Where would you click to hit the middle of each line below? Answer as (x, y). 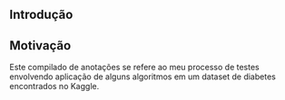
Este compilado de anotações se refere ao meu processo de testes (135, 68)
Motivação (40, 45)
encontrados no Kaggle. (54, 86)
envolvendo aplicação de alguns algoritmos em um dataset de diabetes (143, 77)
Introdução (41, 15)
